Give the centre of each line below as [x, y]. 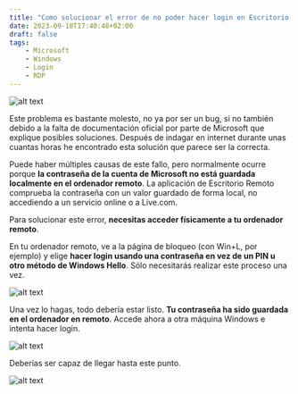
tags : [19, 42]
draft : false [33, 34]
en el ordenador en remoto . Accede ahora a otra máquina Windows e [137, 319]
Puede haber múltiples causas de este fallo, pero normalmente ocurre [137, 164]
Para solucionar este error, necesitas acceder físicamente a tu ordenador [146, 219]
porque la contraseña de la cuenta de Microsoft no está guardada [132, 173]
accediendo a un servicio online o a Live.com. [94, 202]
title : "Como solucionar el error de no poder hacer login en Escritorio [149, 17]
